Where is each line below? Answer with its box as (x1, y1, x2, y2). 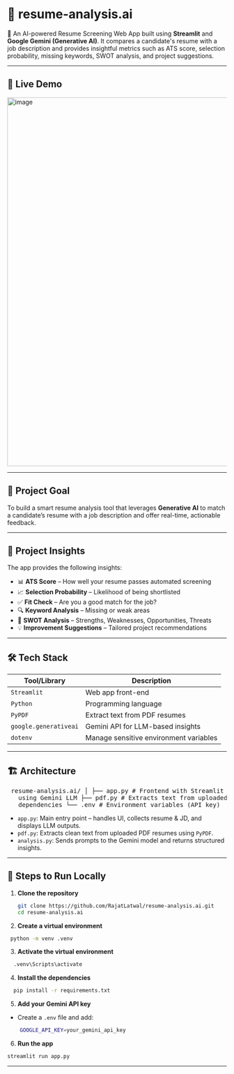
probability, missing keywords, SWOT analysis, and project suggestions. (7, 52, 214, 60)
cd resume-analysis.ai (17, 909, 84, 916)
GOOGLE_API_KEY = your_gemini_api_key (19, 1027, 127, 1034)
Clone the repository (17, 888, 79, 897)
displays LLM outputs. (17, 822, 81, 829)
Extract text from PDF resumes (85, 711, 186, 720)
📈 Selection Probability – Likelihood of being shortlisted (17, 588, 181, 596)
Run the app (17, 1039, 54, 1048)
